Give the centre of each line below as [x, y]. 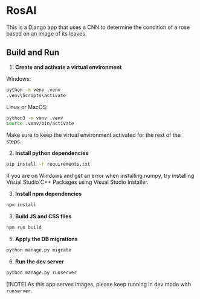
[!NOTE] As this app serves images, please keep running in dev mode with [99, 284]
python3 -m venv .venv [35, 118]
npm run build [24, 227]
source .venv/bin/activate [40, 124]
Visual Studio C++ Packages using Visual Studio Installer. [78, 182]
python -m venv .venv [34, 90]
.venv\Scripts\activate [36, 95]
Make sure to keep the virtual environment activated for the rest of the [94, 135]
